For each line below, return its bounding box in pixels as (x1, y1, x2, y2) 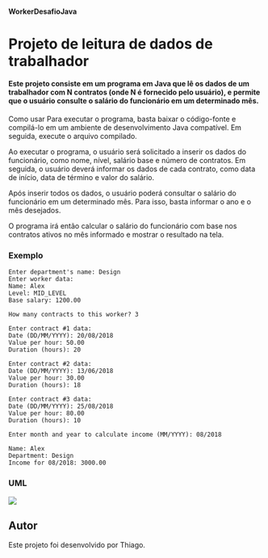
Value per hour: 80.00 (8, 409, 85, 417)
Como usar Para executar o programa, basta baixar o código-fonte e (8, 114, 237, 124)
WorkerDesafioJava (8, 6, 77, 16)
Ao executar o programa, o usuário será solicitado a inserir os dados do (8, 146, 247, 157)
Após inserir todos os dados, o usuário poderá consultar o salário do (8, 188, 237, 198)
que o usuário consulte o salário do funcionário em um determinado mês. (8, 96, 259, 106)
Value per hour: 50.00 (8, 339, 85, 347)
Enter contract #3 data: (8, 396, 92, 404)
